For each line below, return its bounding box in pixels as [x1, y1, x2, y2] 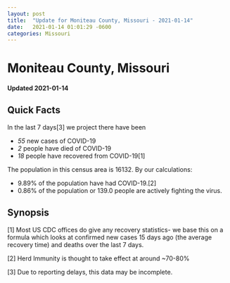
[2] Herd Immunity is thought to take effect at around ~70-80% [7, 254, 190, 263]
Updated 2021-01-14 [7, 84, 69, 92]
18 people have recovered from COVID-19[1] [17, 151, 146, 160]
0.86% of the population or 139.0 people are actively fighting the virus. [17, 186, 223, 194]
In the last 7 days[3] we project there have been [7, 122, 146, 131]
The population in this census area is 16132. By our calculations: [7, 165, 193, 173]
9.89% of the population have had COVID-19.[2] [17, 179, 157, 187]
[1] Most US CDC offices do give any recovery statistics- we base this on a [7, 225, 224, 234]
